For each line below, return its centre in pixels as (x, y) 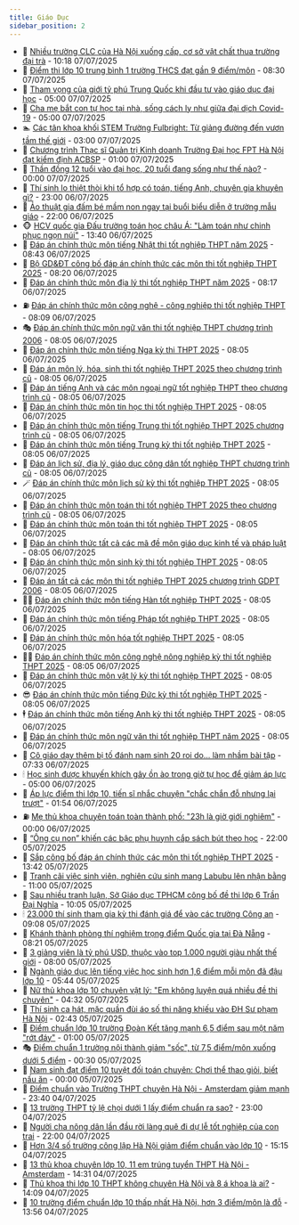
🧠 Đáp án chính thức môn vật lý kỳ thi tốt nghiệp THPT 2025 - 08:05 (147, 675)
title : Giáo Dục (39, 17)
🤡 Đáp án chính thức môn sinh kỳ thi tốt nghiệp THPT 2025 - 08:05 (145, 561)
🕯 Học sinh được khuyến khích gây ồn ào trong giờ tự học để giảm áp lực (154, 774)
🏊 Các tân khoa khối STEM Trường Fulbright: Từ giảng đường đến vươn (153, 127)
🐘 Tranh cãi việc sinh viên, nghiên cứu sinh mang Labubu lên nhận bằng (154, 876)
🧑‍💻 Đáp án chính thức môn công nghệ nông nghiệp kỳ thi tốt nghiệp (146, 657)
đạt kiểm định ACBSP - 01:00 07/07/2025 (98, 159)
